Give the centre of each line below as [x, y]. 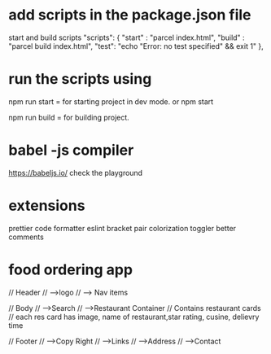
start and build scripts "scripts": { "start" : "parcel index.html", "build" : [127, 37]
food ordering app [70, 269]
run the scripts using [80, 79]
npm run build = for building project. [69, 117]
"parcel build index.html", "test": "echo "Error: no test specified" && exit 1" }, [136, 46]
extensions [47, 206]
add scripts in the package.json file [130, 15]
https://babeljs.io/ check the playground [76, 173]
